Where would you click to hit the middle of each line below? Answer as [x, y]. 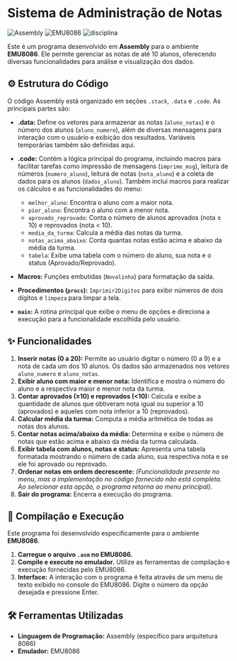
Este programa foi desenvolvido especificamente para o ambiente [103, 533]
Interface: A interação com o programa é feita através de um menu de [120, 577]
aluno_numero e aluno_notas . [59, 373]
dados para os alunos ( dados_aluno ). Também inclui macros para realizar [123, 181]
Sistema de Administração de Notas [115, 13]
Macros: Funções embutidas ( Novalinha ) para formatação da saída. [116, 276]
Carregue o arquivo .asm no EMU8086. [75, 555]
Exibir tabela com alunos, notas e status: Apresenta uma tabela [111, 449]
